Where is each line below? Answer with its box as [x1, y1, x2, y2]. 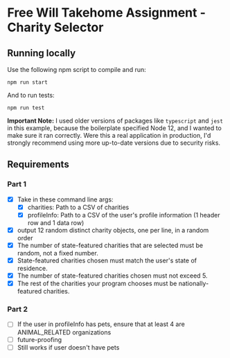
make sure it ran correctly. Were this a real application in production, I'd [7, 132, 211, 139]
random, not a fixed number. [17, 249, 98, 257]
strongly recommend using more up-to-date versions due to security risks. [7, 138, 220, 147]
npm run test [7, 105, 45, 111]
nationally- [178, 279, 209, 288]
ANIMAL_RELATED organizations [17, 328, 112, 337]
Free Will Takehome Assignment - [7, 5, 206, 21]
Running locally [7, 47, 76, 59]
